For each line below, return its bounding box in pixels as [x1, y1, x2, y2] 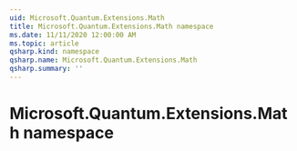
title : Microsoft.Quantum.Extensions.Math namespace [9, 22, 214, 31]
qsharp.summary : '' [9, 65, 84, 74]
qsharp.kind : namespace [9, 47, 100, 56]
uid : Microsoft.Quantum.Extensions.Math [9, 13, 166, 23]
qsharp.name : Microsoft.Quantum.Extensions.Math [9, 55, 198, 65]
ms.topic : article [9, 38, 79, 48]
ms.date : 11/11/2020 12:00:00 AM [9, 30, 137, 39]
